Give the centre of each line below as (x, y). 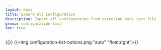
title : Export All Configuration (40, 14)
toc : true (16, 28)
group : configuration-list (33, 24)
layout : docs (19, 10)
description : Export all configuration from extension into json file (81, 19)
